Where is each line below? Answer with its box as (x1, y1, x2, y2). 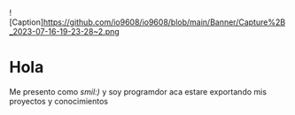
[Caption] (9, 17, 44, 27)
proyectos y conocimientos (9, 96, 109, 106)
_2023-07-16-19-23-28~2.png (9, 27, 120, 36)
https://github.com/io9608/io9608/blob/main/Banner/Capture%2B (43, 17, 286, 27)
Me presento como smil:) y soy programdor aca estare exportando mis (9, 86, 268, 96)
